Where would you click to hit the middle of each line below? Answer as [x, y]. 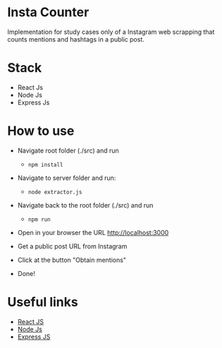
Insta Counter [48, 12]
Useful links [43, 302]
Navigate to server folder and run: [67, 178]
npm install [45, 164]
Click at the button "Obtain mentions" [72, 260]
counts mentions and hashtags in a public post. [76, 39]
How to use [41, 131]
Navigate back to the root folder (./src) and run [85, 205]
